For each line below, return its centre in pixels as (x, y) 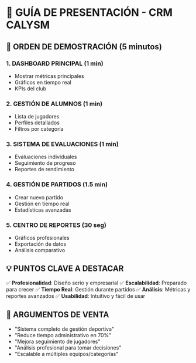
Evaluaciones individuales (46, 157)
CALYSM (28, 25)
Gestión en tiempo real (42, 203)
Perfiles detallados (37, 123)
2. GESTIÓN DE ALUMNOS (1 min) (54, 104)
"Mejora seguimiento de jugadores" (57, 341)
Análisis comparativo (40, 250)
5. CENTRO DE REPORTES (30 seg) (56, 225)
